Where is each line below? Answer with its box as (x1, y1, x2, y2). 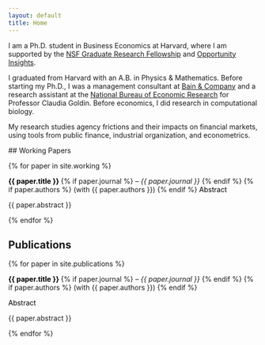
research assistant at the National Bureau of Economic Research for (8, 89, 229, 99)
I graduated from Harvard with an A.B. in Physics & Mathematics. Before (8, 73, 243, 82)
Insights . (8, 57, 36, 67)
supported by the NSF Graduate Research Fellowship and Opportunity (8, 49, 237, 59)
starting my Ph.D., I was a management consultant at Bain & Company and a (8, 81, 256, 91)
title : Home (8, 19, 47, 27)
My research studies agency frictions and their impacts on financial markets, (8, 122, 258, 131)
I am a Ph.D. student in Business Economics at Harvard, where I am (8, 40, 227, 50)
